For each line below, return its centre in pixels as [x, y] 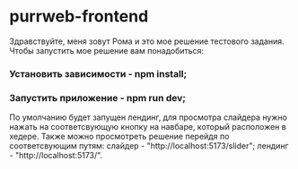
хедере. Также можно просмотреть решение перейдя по [119, 137]
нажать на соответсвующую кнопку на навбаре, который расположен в [148, 127]
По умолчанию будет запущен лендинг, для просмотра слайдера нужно [148, 117]
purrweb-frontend [79, 17]
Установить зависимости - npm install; [98, 73]
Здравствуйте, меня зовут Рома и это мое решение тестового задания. [147, 41]
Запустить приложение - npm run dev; [98, 97]
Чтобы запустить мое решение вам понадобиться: [107, 50]
